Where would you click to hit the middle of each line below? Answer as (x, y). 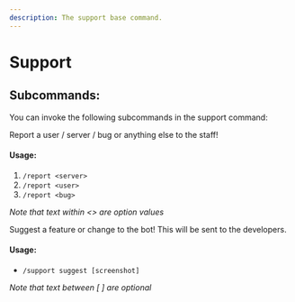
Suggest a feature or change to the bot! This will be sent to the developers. (148, 229)
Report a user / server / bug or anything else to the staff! (114, 134)
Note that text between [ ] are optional (80, 288)
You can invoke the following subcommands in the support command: (139, 117)
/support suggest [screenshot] (81, 271)
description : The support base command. (86, 18)
